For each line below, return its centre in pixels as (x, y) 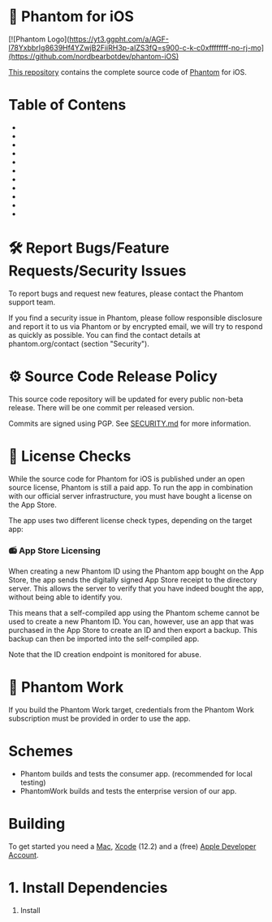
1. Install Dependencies (88, 887)
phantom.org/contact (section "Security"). (79, 344)
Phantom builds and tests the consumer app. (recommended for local (136, 773)
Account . (24, 855)
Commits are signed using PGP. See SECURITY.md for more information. (130, 423)
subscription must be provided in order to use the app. (99, 718)
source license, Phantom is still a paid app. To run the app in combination (131, 487)
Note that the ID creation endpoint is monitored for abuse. (105, 654)
